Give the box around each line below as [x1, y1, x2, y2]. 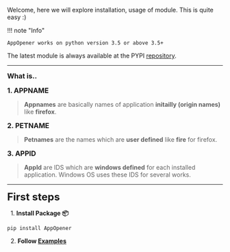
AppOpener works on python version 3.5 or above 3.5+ [7, 40, 164, 47]
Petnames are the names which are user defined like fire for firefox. [23, 136, 218, 143]
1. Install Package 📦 [10, 209, 69, 217]
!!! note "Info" [7, 27, 45, 34]
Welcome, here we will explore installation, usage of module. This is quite [7, 6, 214, 14]
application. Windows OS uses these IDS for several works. [23, 171, 192, 179]
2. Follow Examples [10, 237, 67, 245]
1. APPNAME [7, 86, 49, 95]
